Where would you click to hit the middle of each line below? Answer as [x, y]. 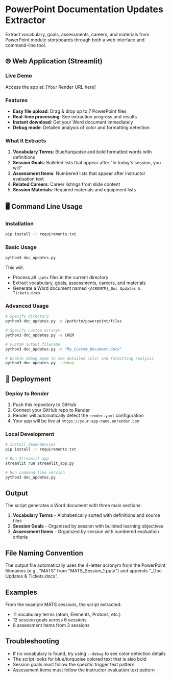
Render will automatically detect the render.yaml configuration [78, 415]
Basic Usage [21, 247]
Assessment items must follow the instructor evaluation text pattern [83, 670]
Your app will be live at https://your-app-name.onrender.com [76, 421]
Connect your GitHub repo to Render [51, 410]
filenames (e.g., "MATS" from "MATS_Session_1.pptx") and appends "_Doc [84, 571]
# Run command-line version [35, 472]
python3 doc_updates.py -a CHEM [40, 335]
